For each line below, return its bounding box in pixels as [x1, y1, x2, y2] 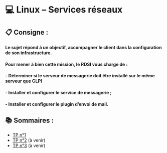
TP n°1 [12, 132, 27, 138]
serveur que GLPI [5, 78, 42, 84]
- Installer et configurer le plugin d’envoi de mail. [5, 101, 109, 107]
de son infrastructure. [5, 50, 52, 56]
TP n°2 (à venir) [12, 137, 46, 143]
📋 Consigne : [5, 28, 49, 37]
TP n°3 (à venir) [12, 142, 46, 148]
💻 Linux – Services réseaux [5, 4, 123, 16]
